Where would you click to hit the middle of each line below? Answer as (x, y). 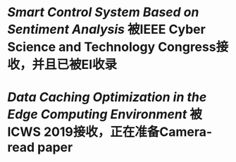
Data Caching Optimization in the (107, 98)
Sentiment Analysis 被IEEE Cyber (106, 30)
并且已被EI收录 (75, 65)
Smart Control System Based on (103, 12)
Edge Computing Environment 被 (105, 114)
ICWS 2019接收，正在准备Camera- (110, 132)
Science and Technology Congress (112, 47)
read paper (40, 148)
